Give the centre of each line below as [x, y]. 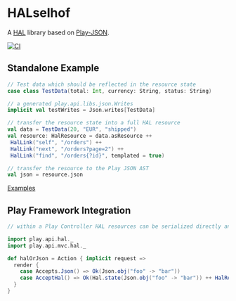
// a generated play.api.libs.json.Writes [70, 103]
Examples [21, 188]
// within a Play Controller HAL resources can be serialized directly [114, 226]
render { [26, 265]
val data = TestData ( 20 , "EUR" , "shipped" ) [72, 129]
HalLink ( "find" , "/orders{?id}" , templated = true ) [87, 155]
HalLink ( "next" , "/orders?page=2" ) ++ [67, 149]
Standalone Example [53, 68]
